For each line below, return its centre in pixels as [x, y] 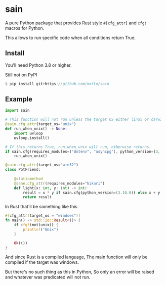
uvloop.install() [32, 138]
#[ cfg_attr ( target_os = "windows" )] [43, 216]
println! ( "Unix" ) [41, 229]
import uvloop [28, 133]
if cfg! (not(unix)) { [36, 225]
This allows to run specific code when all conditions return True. [70, 38]
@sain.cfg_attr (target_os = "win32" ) [42, 165]
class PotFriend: [23, 170]
